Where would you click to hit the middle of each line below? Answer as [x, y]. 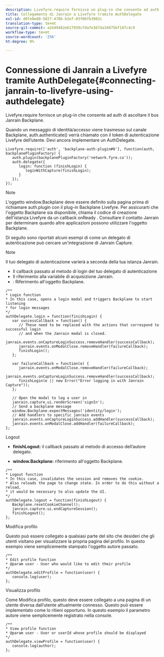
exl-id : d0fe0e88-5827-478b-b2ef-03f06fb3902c [54, 19]
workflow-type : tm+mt [28, 32]
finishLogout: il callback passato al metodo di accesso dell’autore [79, 446]
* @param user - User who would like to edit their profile [68, 564]
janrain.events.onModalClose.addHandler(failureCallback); [73, 424]
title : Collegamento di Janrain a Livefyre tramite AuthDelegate [73, 14]
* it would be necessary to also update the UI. [56, 492]
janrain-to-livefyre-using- [60, 91]
